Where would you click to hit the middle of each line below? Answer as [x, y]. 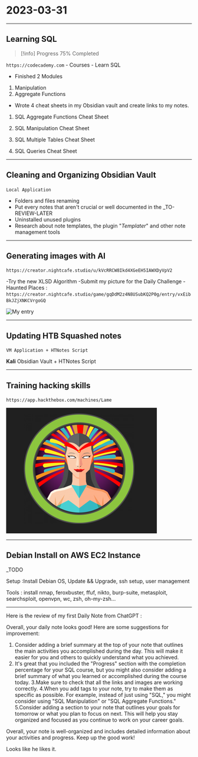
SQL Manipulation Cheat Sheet [52, 128]
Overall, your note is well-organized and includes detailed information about [98, 731]
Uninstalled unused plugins [48, 219]
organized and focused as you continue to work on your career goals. [99, 720]
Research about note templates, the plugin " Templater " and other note [100, 226]
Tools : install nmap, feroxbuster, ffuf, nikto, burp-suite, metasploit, [87, 592]
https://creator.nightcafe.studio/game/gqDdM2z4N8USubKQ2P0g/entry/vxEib [99, 295]
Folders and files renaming [47, 200]
